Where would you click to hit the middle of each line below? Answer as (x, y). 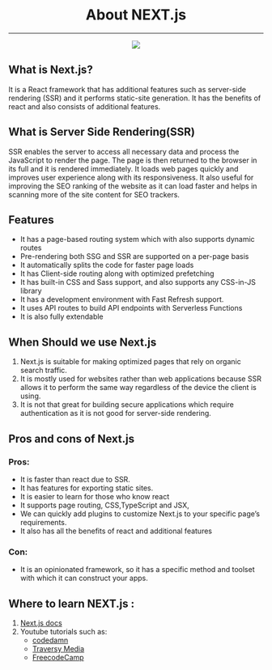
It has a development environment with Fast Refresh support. (122, 299)
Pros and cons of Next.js (72, 439)
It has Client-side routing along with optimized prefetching (117, 274)
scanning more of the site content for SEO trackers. (94, 194)
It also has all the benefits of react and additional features (116, 531)
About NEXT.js (136, 15)
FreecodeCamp (58, 657)
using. (30, 396)
